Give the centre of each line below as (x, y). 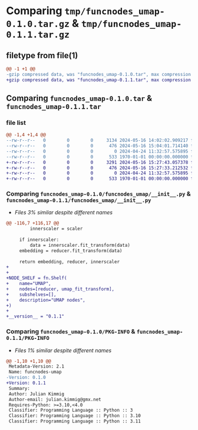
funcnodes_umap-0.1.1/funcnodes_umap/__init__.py (79, 201)
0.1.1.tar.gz (38, 35)
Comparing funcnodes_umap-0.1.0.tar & (79, 98)
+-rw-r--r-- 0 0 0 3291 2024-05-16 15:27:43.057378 (97, 162)
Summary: (19, 388)
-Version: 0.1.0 (26, 378)
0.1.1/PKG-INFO (28, 338)
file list (16, 123)
